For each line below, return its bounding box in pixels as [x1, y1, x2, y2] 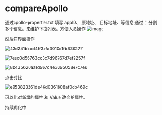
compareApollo [5, 3, 68, 14]
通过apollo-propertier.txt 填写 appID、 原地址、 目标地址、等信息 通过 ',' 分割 [5, 19, 157, 25]
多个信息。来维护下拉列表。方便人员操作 [5, 25, 86, 32]
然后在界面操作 [5, 36, 35, 42]
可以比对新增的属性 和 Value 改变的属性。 [5, 94, 88, 100]
